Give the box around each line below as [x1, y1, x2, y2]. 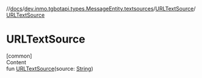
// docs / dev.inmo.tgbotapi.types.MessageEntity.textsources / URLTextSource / [6, 5, 196, 12]
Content [6, 58, 27, 65]
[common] [6, 52, 32, 59]
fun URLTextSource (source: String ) [6, 65, 94, 72]
